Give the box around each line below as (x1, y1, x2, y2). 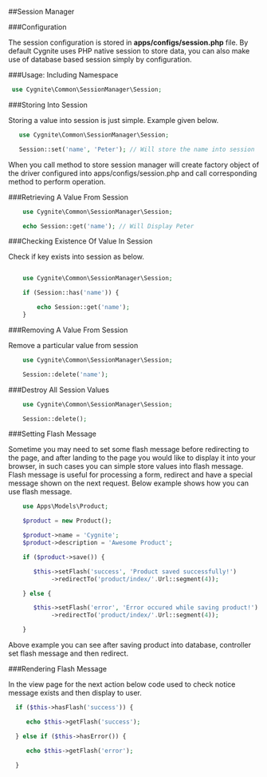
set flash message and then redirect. (8, 648, 129, 658)
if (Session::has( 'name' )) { (22, 289, 120, 297)
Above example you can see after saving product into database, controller (8, 640, 251, 649)
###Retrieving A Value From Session (8, 192, 129, 202)
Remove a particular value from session (8, 340, 139, 350)
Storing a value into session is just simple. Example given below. (8, 115, 219, 125)
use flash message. (8, 487, 73, 497)
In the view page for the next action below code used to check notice (8, 680, 236, 689)
